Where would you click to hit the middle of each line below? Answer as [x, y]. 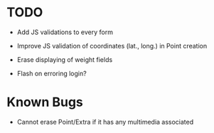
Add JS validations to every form [65, 32]
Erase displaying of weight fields [65, 59]
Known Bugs [45, 102]
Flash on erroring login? [52, 73]
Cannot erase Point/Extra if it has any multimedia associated [105, 122]
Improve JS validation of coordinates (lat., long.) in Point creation [112, 46]
